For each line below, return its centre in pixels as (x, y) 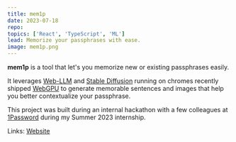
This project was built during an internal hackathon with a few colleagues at (118, 110)
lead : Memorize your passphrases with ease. (74, 40)
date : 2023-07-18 (33, 21)
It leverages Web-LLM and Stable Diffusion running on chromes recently (113, 81)
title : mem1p (27, 14)
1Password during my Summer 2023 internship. (77, 117)
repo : (15, 27)
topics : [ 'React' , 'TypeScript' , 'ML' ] (66, 34)
